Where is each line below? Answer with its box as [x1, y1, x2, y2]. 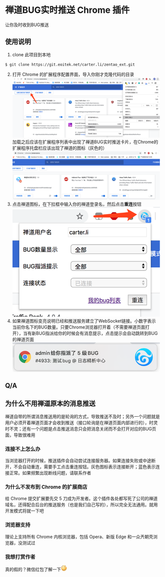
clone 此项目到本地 [12, 51, 51, 57]
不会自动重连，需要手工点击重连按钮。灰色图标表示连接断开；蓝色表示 [13, 464, 156, 470]
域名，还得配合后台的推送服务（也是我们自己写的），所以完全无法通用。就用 [5, 502, 158, 508]
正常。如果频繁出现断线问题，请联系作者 [9, 470, 91, 476]
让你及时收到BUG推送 [5, 22, 49, 28]
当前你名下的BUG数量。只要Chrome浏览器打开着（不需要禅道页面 [12, 324, 146, 330]
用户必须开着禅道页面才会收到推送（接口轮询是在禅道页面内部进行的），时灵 [5, 420, 158, 426]
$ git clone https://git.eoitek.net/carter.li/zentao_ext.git [5, 62, 135, 67]
